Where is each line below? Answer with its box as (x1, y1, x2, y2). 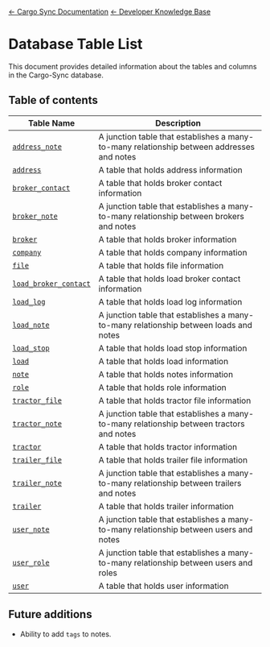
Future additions (8, 608, 92, 621)
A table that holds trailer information (98, 500, 235, 512)
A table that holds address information (98, 164, 243, 176)
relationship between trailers (133, 477, 242, 488)
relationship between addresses (133, 141, 256, 152)
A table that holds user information (98, 580, 229, 591)
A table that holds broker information (98, 234, 237, 245)
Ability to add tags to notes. (19, 628, 112, 639)
